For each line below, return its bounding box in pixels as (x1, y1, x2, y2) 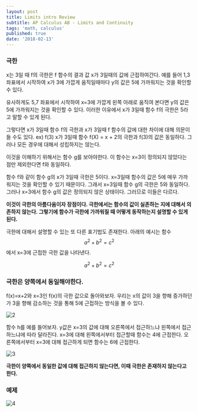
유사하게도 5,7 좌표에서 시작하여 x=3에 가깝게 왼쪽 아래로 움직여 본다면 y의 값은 (6, 99, 190, 106)
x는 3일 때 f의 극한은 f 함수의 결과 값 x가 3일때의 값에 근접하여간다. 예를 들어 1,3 (6, 72, 190, 79)
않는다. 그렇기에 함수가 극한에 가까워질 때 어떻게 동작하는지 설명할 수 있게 (21, 208, 188, 215)
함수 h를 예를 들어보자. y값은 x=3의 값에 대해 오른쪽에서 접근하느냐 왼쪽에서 (6, 323, 181, 330)
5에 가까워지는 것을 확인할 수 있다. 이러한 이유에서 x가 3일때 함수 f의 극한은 (6, 106, 179, 113)
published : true (6, 31, 46, 37)
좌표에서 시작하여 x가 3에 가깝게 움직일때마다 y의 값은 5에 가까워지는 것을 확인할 (6, 79, 191, 86)
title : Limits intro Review (6, 14, 76, 20)
